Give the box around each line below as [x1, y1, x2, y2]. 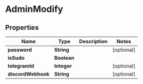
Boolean [54, 55, 74, 61]
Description [79, 38, 108, 45]
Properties [5, 23, 39, 32]
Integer [54, 63, 72, 69]
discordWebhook [7, 71, 50, 78]
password [7, 46, 32, 53]
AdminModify [5, 3, 63, 15]
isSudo [7, 55, 25, 61]
